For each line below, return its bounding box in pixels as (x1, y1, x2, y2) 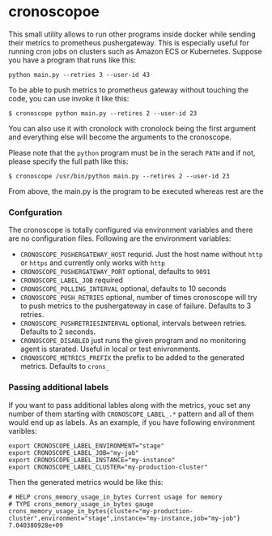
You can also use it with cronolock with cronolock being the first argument (8, 123, 257, 133)
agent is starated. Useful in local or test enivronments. (19, 344, 201, 354)
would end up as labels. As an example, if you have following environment (8, 417, 255, 427)
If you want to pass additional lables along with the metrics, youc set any (8, 400, 251, 410)
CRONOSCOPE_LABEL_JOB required (19, 275, 124, 285)
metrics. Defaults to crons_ (19, 362, 110, 371)
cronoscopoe (8, 2, 100, 21)
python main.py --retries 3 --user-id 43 (8, 71, 151, 79)
